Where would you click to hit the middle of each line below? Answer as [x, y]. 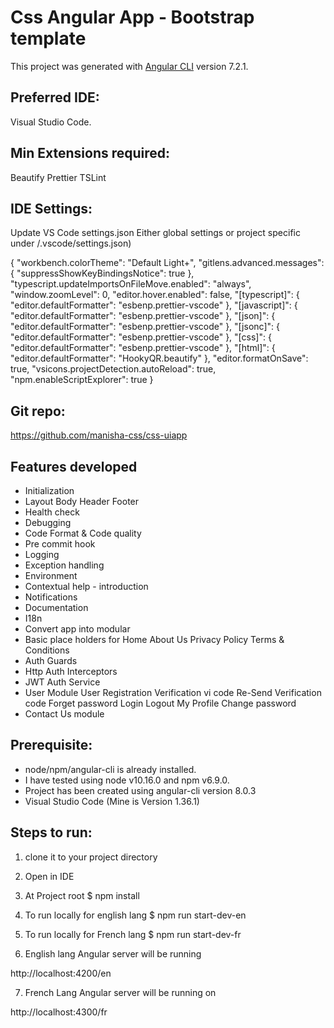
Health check [52, 512]
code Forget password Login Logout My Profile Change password [160, 703]
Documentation [56, 607]
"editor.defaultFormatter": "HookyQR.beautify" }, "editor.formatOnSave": [159, 358]
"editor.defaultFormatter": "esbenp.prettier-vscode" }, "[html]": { [143, 348]
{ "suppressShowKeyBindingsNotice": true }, [102, 273]
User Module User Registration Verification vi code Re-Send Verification [173, 692]
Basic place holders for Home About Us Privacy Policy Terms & [154, 639]
